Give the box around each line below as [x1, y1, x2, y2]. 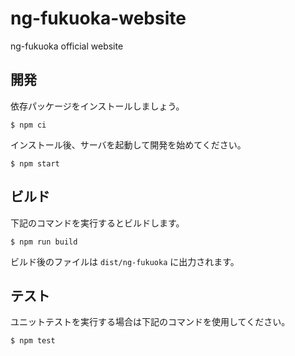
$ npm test [10, 336, 56, 346]
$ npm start [10, 158, 60, 169]
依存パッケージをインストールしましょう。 [10, 100, 185, 112]
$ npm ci [10, 120, 47, 130]
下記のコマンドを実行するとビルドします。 [10, 217, 185, 229]
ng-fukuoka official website [10, 40, 124, 52]
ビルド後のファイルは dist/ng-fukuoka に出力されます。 [10, 255, 240, 267]
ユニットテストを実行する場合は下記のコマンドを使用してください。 [10, 316, 291, 328]
